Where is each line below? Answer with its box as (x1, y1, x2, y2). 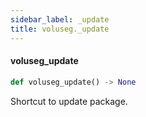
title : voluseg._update (10, 24, 110, 34)
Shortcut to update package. (10, 95, 128, 107)
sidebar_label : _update (10, 14, 110, 25)
